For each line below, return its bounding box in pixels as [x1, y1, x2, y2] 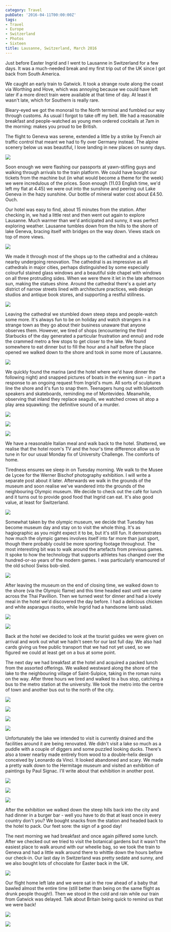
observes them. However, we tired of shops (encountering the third [5, 327, 146, 334]
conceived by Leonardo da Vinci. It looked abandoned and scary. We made [5, 756, 163, 763]
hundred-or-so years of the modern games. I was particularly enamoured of [5, 557, 165, 563]
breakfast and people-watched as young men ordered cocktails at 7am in [5, 118, 160, 124]
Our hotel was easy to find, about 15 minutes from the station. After [5, 206, 146, 212]
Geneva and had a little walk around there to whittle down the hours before [5, 849, 163, 855]
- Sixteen [5, 41, 27, 46]
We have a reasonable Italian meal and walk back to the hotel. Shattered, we [5, 440, 166, 446]
